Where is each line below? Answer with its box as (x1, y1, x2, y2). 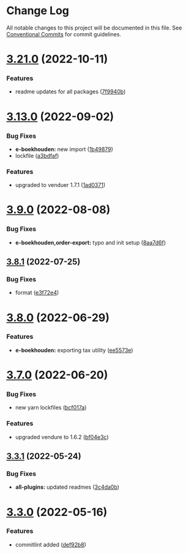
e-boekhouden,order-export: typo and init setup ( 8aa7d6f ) (15, 239, 167, 246)
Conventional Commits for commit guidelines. (6, 30, 121, 38)
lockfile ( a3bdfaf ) (15, 152, 59, 159)
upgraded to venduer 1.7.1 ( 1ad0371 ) (15, 181, 106, 189)
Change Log (6, 4, 69, 18)
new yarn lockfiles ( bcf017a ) (15, 404, 87, 411)
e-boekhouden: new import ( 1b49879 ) (15, 145, 113, 152)
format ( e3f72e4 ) (15, 289, 59, 296)
